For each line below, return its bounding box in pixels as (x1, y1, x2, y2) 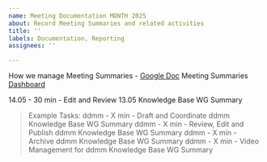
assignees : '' (8, 42, 57, 50)
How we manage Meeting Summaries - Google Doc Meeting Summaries (8, 71, 248, 81)
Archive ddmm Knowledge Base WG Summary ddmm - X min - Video (28, 136, 260, 146)
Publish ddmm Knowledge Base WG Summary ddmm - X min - (28, 128, 237, 138)
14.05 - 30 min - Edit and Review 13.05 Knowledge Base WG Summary (8, 95, 243, 105)
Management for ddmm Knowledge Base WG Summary (28, 145, 214, 155)
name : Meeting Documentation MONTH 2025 (8, 11, 147, 20)
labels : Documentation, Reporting (8, 34, 125, 43)
